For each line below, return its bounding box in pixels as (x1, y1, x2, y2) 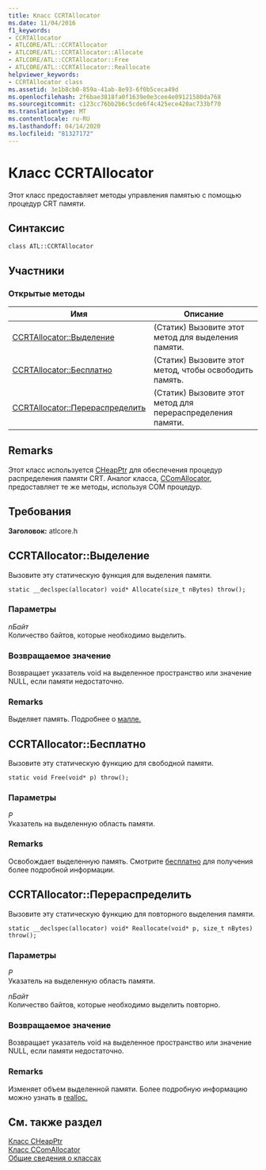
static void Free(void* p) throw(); (8, 774, 129, 782)
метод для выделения (153, 332, 239, 343)
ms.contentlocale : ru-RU (8, 115, 90, 123)
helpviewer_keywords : (8, 71, 80, 79)
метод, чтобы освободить (153, 364, 253, 375)
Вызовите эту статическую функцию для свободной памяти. (8, 759, 214, 768)
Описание (183, 309, 224, 320)
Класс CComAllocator (8, 1145, 81, 1155)
